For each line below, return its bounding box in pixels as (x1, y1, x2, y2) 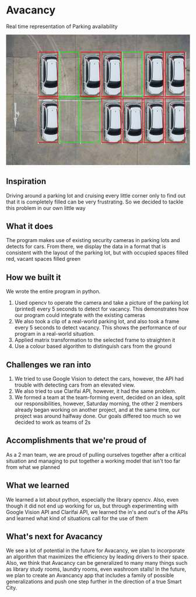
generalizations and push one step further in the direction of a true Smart (6, 578, 182, 585)
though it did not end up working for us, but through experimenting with (6, 502, 178, 509)
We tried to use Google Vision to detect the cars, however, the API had (14, 375, 184, 382)
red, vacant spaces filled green (6, 256, 80, 263)
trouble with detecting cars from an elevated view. (14, 381, 135, 389)
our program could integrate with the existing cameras (14, 312, 146, 319)
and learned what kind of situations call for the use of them (6, 515, 148, 522)
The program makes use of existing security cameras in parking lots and (6, 237, 180, 244)
